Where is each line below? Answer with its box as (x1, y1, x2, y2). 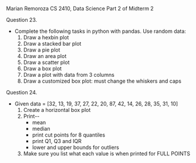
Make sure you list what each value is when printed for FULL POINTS (23, 150, 191, 157)
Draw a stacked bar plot (23, 40, 82, 47)
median (32, 125, 50, 132)
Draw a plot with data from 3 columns (23, 72, 114, 78)
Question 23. (6, 16, 38, 23)
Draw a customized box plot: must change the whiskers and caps (23, 77, 182, 84)
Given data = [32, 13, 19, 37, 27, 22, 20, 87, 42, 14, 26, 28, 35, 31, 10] (14, 100, 178, 107)
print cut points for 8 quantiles (32, 131, 106, 138)
